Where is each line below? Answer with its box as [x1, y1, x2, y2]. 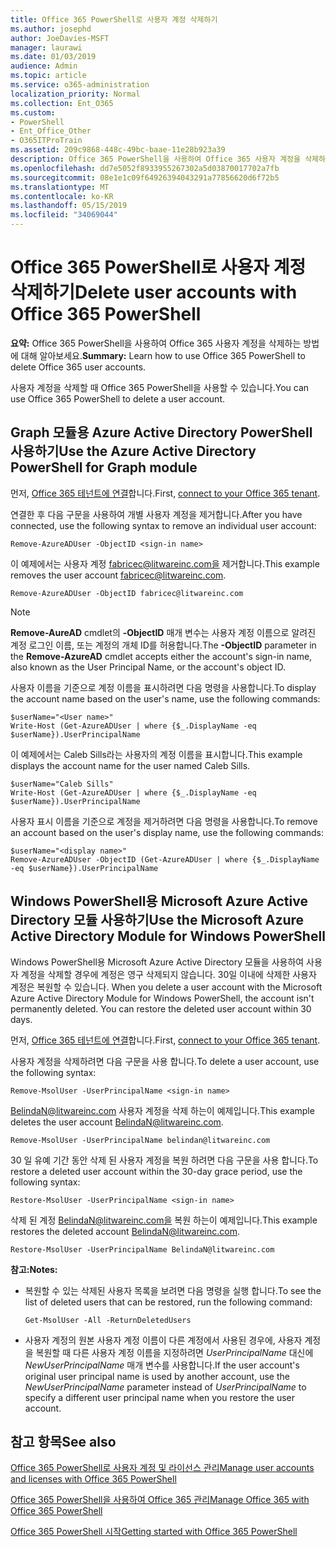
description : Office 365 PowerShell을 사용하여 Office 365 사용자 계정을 [10, 154, 301, 164]
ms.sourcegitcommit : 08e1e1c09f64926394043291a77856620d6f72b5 [10, 172, 280, 183]
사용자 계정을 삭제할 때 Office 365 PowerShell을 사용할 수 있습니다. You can [10, 381, 310, 393]
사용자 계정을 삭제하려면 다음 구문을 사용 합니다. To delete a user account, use [10, 1055, 320, 1067]
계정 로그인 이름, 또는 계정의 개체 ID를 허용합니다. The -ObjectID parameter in [10, 639, 317, 651]
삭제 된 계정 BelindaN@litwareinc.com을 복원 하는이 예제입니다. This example [10, 1214, 318, 1226]
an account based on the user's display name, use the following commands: [10, 826, 325, 838]
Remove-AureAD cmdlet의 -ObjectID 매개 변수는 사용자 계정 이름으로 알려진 [10, 626, 317, 638]
